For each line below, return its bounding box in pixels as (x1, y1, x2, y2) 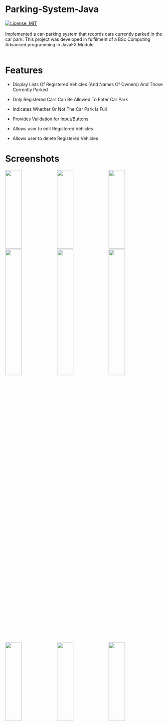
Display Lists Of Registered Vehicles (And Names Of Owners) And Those (12, 81, 163, 87)
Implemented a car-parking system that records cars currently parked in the (5, 31, 162, 37)
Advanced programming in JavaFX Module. (5, 41, 95, 47)
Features (5, 64, 43, 76)
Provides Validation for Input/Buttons (12, 116, 89, 122)
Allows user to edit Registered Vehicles (12, 125, 93, 131)
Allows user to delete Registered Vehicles (12, 135, 99, 141)
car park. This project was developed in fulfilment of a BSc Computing (5, 36, 150, 42)
